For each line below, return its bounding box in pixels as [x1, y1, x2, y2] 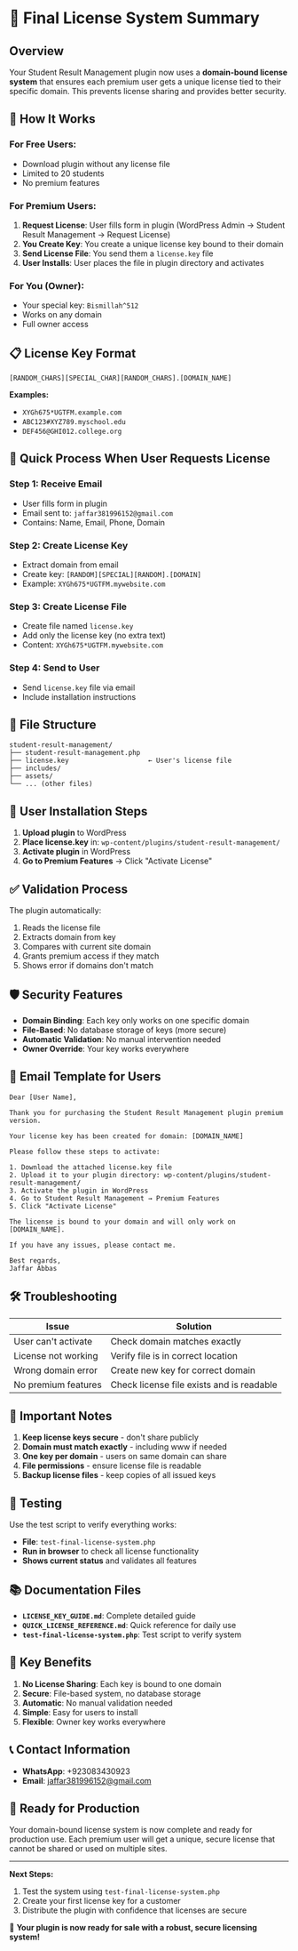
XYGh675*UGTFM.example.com [21, 408, 122, 417]
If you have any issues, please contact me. [9, 1240, 176, 1249]
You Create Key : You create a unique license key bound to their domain [21, 238, 284, 249]
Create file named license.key [21, 621, 134, 631]
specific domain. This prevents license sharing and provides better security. [9, 86, 286, 96]
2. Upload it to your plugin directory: [9, 1170, 161, 1179]
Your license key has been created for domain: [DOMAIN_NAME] [9, 1131, 244, 1141]
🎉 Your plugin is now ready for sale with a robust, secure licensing [9, 1923, 257, 1933]
